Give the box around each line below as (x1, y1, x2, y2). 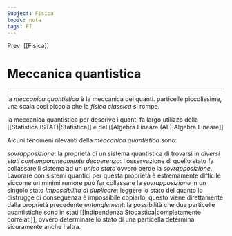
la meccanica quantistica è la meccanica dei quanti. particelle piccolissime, (7, 95, 222, 103)
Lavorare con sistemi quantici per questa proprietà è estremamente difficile (7, 171, 221, 180)
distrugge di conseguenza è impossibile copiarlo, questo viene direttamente (7, 193, 224, 202)
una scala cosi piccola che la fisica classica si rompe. (7, 103, 160, 111)
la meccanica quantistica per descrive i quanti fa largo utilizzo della (7, 116, 199, 124)
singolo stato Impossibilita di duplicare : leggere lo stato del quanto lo (7, 186, 204, 195)
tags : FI (7, 23, 32, 30)
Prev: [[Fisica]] (7, 42, 50, 50)
